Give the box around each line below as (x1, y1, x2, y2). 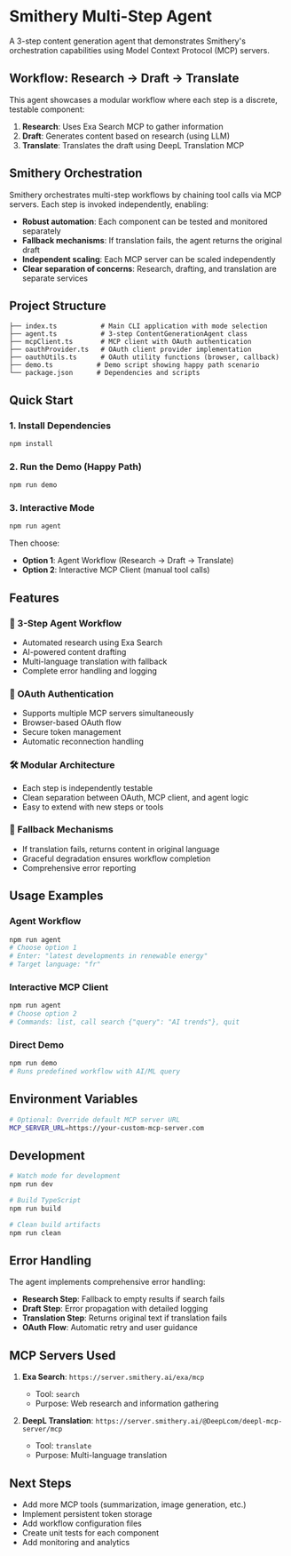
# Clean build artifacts (9, 1220, 101, 1229)
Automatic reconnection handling (21, 736, 145, 747)
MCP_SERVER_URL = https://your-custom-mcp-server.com (9, 1123, 204, 1132)
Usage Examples (9, 889, 104, 904)
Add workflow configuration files (21, 1518, 142, 1529)
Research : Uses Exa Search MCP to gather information (21, 121, 224, 132)
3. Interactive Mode (9, 502, 95, 515)
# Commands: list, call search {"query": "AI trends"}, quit (9, 1017, 240, 1027)
